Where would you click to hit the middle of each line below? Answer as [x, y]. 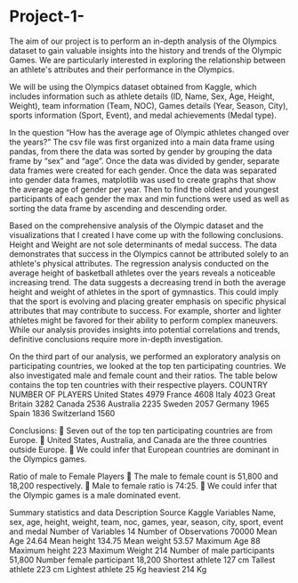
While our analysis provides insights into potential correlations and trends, [145, 329]
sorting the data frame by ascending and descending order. [118, 208]
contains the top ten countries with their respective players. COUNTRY [139, 384]
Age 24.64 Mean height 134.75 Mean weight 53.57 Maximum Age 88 [135, 540]
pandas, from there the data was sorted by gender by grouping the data [141, 151]
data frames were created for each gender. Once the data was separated [143, 170]
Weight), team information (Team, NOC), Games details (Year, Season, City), [149, 105]
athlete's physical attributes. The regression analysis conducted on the [139, 263]
